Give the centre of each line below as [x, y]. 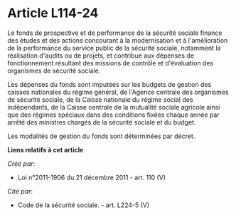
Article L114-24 [53, 13]
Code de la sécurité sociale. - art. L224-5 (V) [84, 205]
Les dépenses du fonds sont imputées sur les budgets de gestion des [109, 84]
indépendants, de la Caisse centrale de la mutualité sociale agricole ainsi [114, 107]
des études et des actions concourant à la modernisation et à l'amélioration [118, 40]
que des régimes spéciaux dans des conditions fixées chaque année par [114, 115]
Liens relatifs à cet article [45, 150]
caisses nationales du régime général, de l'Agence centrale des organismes [118, 92]
